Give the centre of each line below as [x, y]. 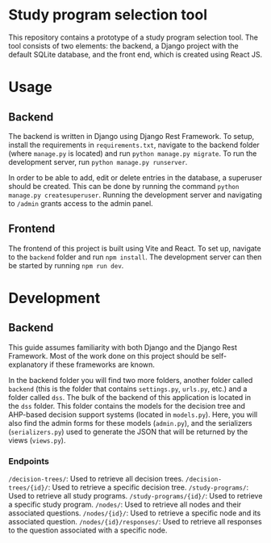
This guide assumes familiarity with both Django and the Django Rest [123, 347]
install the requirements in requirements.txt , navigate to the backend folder [134, 145]
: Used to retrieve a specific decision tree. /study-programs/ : [148, 487]
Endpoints [29, 461]
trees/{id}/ [28, 488]
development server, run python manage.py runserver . [98, 162]
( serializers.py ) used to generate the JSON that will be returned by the [128, 431]
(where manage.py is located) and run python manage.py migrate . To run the [133, 153]
